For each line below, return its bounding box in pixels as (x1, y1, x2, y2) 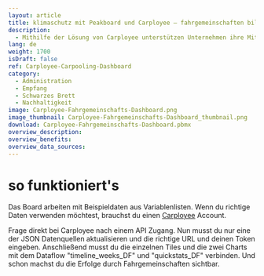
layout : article (8, 11, 61, 20)
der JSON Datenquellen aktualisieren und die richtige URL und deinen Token (8, 234, 255, 244)
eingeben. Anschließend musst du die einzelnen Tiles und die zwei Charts (8, 242, 247, 252)
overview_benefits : (8, 135, 72, 143)
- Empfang (15, 84, 47, 93)
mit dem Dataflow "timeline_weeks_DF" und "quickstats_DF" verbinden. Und (8, 251, 255, 260)
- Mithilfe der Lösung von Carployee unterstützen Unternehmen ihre (15, 33, 244, 42)
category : (8, 70, 41, 78)
